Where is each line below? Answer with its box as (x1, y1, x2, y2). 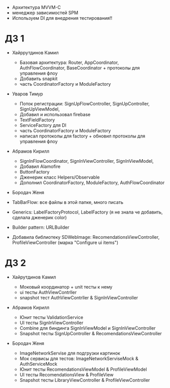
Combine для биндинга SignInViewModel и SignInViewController (19, 325, 156, 331)
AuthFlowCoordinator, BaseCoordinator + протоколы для (19, 64, 140, 70)
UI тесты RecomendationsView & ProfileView (19, 371, 114, 377)
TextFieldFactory (19, 117, 55, 123)
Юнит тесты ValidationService (19, 314, 83, 320)
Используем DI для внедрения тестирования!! (12, 15, 113, 21)
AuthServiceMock (19, 361, 58, 367)
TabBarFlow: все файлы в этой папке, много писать (12, 199, 124, 205)
